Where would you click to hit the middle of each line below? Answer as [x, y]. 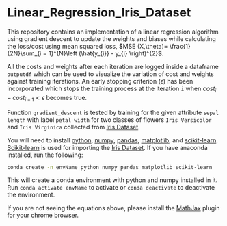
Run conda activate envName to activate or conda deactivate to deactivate [111, 188]
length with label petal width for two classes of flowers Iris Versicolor [109, 120]
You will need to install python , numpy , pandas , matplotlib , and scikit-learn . [113, 140]
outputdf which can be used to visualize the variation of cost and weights [110, 74]
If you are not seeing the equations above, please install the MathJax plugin [113, 208]
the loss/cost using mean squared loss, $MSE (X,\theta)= [88, 46]
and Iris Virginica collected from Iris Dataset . [74, 127]
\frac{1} [180, 46]
